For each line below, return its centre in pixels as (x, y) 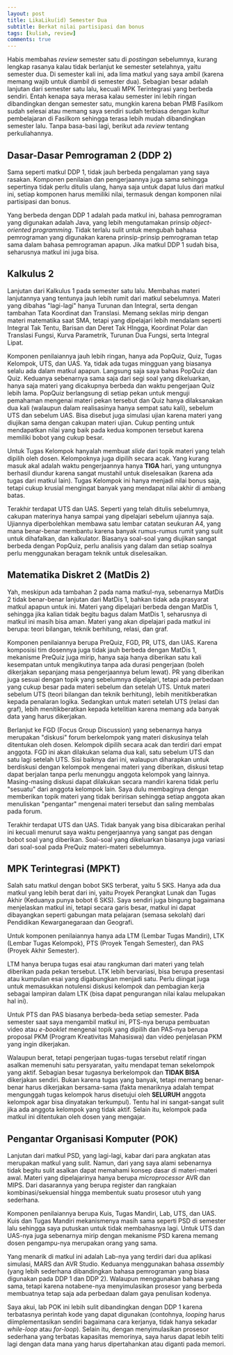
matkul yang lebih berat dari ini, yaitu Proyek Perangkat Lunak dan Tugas (112, 893)
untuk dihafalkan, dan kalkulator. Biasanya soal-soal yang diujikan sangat (112, 538)
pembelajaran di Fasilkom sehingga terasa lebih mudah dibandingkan (106, 118)
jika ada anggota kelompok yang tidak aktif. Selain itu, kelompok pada (107, 1110)
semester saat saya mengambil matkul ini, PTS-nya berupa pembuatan (109, 1022)
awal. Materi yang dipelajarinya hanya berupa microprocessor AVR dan (109, 1178)
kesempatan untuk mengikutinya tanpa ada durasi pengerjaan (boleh (106, 664)
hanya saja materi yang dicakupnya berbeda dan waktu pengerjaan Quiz (111, 385)
